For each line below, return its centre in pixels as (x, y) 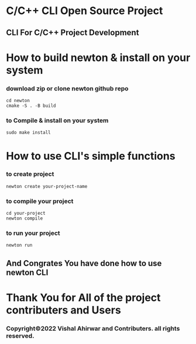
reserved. (20, 336)
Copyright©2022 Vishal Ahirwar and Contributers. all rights (93, 328)
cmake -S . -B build (31, 106)
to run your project (33, 233)
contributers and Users (63, 310)
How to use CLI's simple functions (91, 156)
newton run (19, 245)
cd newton (18, 101)
